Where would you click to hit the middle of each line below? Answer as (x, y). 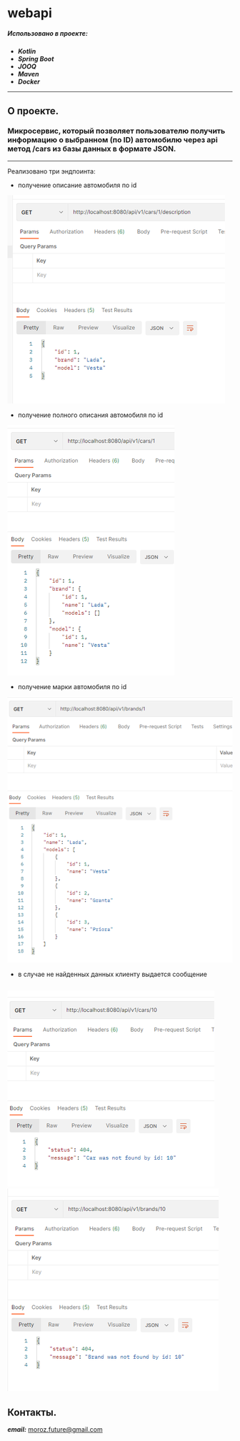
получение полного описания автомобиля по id (90, 415)
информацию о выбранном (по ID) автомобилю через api (112, 140)
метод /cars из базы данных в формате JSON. (92, 149)
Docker (29, 82)
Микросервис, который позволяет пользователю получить (116, 131)
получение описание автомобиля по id (77, 185)
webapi (30, 13)
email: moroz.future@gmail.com (55, 1430)
